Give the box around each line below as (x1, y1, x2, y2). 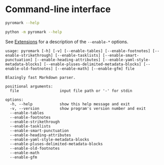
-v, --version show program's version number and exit (10, 106, 146, 111)
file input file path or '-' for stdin (10, 88, 133, 93)
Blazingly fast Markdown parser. (5, 75, 76, 80)
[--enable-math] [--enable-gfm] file (55, 66, 135, 71)
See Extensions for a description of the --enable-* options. (5, 38, 129, 45)
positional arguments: (5, 84, 53, 89)
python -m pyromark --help (5, 29, 62, 34)
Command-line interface (5, 4, 111, 15)
